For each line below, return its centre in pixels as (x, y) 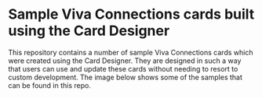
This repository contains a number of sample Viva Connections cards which (131, 52)
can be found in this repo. (50, 85)
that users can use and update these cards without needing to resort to (123, 68)
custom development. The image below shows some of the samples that (126, 77)
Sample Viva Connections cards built (131, 14)
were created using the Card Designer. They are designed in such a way (125, 61)
